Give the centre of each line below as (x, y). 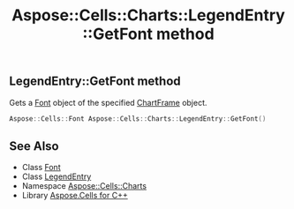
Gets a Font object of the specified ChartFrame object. (108, 102)
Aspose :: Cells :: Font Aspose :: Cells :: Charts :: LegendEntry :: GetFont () (138, 119)
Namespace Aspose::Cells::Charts (84, 186)
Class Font (41, 168)
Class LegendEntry (57, 176)
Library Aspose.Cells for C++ (75, 196)
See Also (34, 146)
